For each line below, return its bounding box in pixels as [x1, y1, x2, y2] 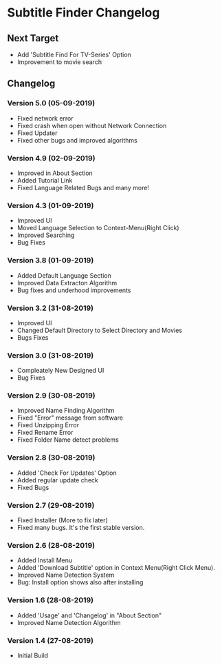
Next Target [7, 32, 59, 44]
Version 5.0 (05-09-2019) [7, 99, 96, 108]
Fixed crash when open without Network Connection [16, 121, 167, 130]
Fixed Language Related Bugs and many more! [16, 183, 150, 192]
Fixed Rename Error [16, 429, 74, 437]
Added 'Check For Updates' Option [16, 469, 117, 477]
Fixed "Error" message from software [16, 413, 124, 422]
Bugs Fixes [16, 333, 49, 342]
